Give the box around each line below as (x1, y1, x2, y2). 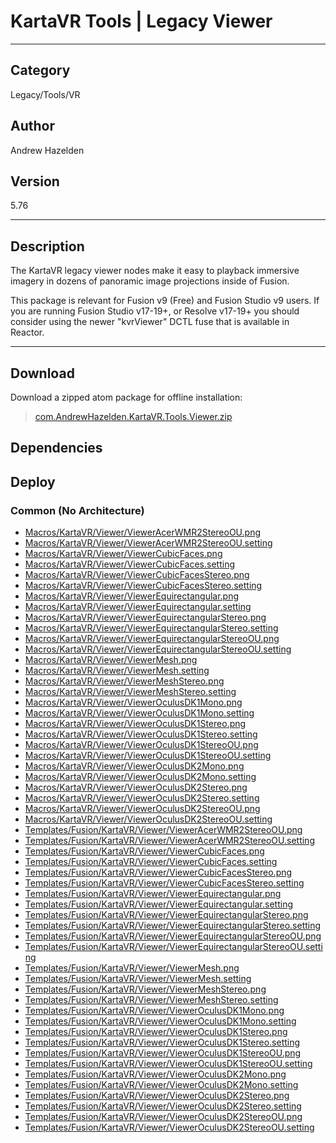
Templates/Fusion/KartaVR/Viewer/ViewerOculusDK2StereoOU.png (24, 1111, 303, 1123)
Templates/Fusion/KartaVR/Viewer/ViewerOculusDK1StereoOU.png (24, 1047, 302, 1059)
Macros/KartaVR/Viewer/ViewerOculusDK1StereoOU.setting (24, 750, 272, 762)
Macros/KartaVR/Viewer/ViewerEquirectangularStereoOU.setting (24, 643, 292, 655)
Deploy (10, 473, 56, 490)
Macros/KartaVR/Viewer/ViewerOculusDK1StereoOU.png (24, 739, 259, 751)
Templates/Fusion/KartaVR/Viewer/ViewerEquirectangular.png (24, 888, 282, 900)
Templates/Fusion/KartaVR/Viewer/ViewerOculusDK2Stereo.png (24, 1090, 290, 1102)
